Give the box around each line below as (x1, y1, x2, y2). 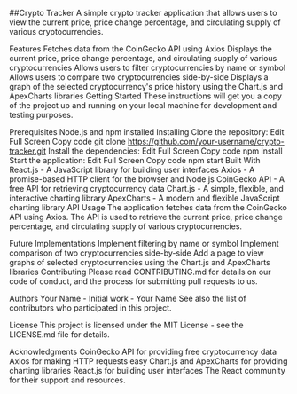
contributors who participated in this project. (9, 303, 172, 313)
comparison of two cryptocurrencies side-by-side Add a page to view (9, 248, 264, 258)
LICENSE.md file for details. (9, 329, 110, 340)
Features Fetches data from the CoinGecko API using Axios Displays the (9, 43, 272, 54)
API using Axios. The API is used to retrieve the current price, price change (9, 212, 284, 222)
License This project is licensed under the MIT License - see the (9, 319, 244, 330)
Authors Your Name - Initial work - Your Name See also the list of (9, 293, 246, 303)
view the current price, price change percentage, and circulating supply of (9, 17, 281, 28)
